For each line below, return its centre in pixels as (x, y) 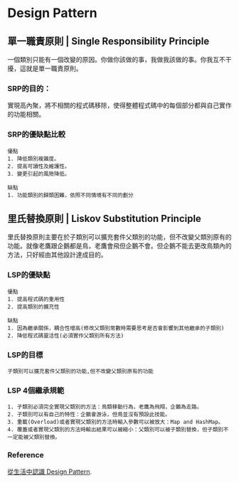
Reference (26, 455)
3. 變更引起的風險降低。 (39, 174)
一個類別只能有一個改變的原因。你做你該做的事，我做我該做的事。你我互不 (116, 59)
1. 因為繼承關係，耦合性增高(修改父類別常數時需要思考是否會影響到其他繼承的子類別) (116, 328)
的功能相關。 (26, 115)
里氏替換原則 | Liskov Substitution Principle (104, 218)
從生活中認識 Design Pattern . (50, 472)
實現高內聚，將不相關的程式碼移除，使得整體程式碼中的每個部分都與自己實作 (119, 105)
